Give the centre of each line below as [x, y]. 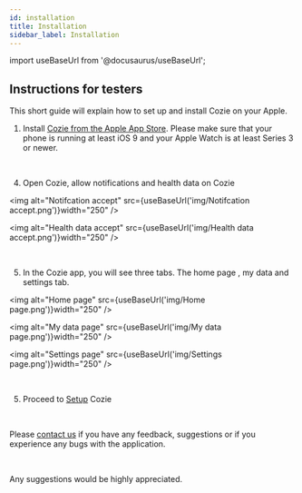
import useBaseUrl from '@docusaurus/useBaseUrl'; [107, 61]
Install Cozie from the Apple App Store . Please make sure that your [147, 129]
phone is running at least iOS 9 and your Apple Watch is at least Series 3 [158, 138]
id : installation [42, 18]
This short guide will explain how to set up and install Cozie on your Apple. [148, 111]
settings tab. [46, 282]
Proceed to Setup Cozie [67, 399]
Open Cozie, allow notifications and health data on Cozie [129, 183]
